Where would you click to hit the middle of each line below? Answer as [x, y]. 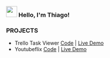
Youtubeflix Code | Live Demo [50, 49]
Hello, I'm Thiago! [44, 14]
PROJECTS [22, 30]
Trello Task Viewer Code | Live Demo [59, 43]
